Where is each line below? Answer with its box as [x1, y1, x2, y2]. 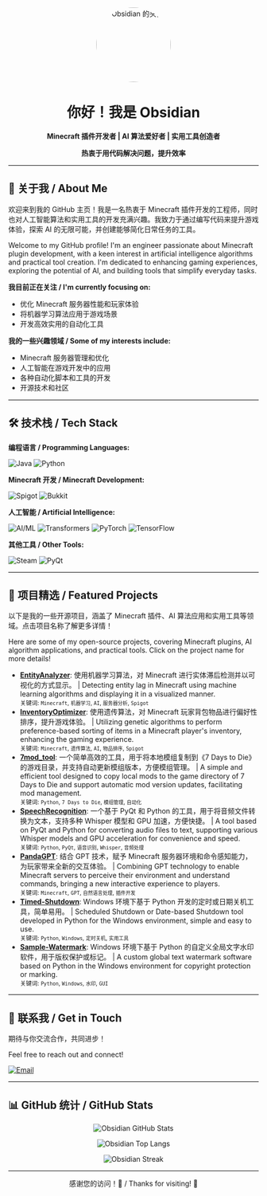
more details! [8, 654, 52, 664]
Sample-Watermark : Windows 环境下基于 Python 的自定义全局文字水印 [19, 943, 254, 952]
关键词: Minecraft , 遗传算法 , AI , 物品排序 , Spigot [19, 744, 145, 753]
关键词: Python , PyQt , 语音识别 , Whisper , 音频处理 [19, 844, 145, 852]
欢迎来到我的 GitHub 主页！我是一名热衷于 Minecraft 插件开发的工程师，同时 [8, 204, 258, 214]
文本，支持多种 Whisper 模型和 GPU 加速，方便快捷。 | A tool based [33, 816, 257, 826]
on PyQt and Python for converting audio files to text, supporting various [19, 825, 258, 835]
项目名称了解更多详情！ [35, 621, 113, 631]
